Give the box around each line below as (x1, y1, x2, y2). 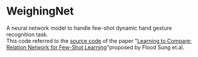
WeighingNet (6, 4, 74, 18)
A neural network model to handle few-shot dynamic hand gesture (6, 24, 173, 32)
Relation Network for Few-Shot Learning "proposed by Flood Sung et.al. (6, 44, 185, 51)
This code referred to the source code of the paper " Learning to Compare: (6, 37, 192, 44)
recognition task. (6, 30, 48, 38)
